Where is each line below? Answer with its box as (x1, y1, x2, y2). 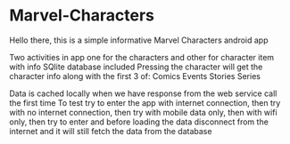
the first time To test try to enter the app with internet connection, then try (9, 97, 281, 108)
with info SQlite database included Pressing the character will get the (9, 61, 263, 72)
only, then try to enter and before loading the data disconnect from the (9, 116, 269, 127)
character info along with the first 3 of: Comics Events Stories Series (9, 70, 261, 81)
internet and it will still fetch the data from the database (9, 125, 212, 136)
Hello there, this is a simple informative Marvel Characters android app (9, 35, 269, 45)
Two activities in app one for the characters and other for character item (9, 52, 275, 62)
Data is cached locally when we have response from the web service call (9, 88, 278, 99)
